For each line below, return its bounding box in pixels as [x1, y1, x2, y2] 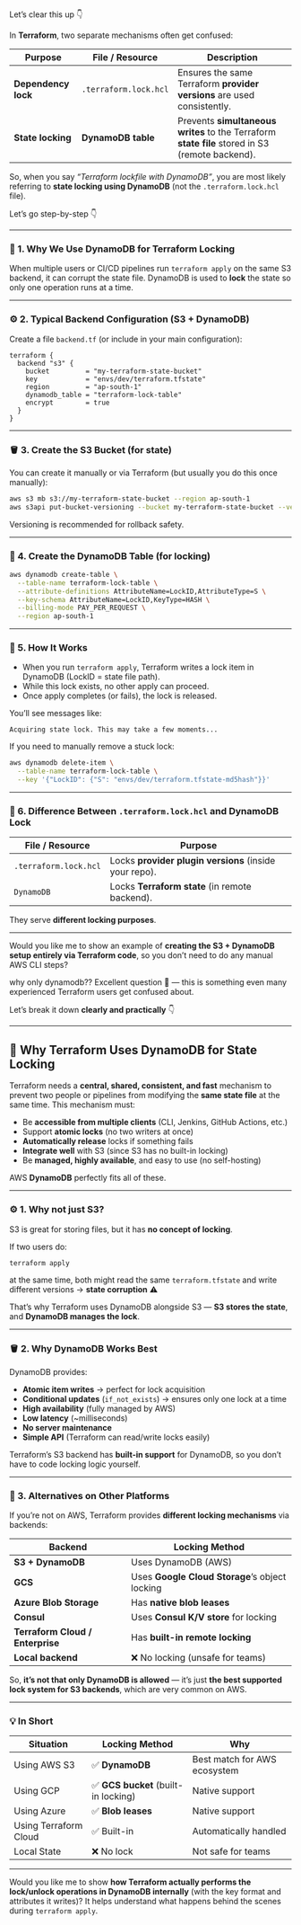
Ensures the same [177, 67, 254, 78]
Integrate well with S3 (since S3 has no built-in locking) [21, 1146, 228, 1157]
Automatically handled [192, 1825, 287, 1838]
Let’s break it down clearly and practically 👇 [9, 1005, 175, 1016]
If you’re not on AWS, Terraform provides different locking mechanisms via [9, 1510, 289, 1521]
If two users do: [9, 1241, 67, 1252]
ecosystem [192, 1764, 239, 1777]
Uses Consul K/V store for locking [131, 1610, 278, 1623]
